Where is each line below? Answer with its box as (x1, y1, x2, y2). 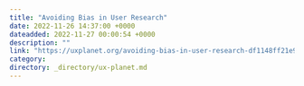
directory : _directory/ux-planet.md (9, 64, 147, 73)
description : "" (9, 38, 71, 47)
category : (9, 55, 47, 64)
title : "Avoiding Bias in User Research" (9, 13, 168, 22)
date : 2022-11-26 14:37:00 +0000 (9, 21, 136, 30)
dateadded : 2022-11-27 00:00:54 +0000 (9, 30, 156, 39)
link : (9, 47, 30, 56)
